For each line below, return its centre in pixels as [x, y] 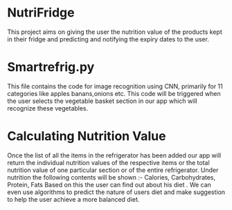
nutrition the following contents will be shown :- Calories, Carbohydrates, [111, 177]
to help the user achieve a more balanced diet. [73, 199]
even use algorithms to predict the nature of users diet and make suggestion [116, 192]
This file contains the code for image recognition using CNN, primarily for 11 [115, 86]
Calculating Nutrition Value [87, 136]
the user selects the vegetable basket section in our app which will [102, 101]
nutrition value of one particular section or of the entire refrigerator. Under [113, 170]
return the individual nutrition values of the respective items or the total [108, 162]
